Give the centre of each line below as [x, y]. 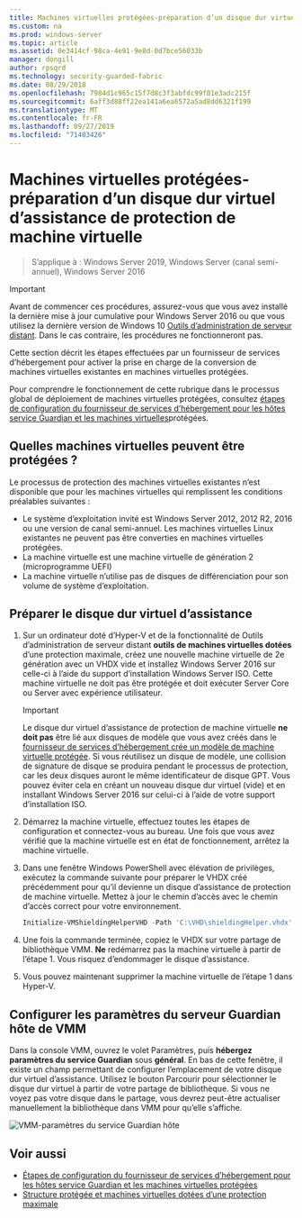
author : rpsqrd [38, 68]
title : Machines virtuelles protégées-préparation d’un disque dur [138, 18]
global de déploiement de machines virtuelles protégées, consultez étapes [147, 398]
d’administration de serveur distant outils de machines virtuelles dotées [157, 645]
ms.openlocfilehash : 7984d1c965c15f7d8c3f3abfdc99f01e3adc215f [130, 93]
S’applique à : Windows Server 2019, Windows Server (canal [143, 261]
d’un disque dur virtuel [189, 199]
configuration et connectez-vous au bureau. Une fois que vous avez [149, 832]
